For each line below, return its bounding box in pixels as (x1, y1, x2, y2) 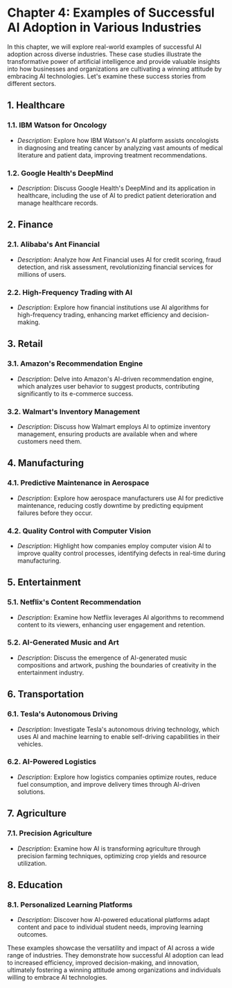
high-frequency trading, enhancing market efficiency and (17, 310, 181, 318)
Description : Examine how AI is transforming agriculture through (17, 844, 201, 853)
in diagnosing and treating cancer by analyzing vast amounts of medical (17, 144, 223, 152)
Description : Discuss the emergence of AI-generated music (17, 654, 188, 662)
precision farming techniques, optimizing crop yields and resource (17, 851, 207, 860)
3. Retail (7, 338, 43, 350)
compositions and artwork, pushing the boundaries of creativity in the (17, 661, 217, 669)
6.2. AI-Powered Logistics (7, 757, 97, 767)
